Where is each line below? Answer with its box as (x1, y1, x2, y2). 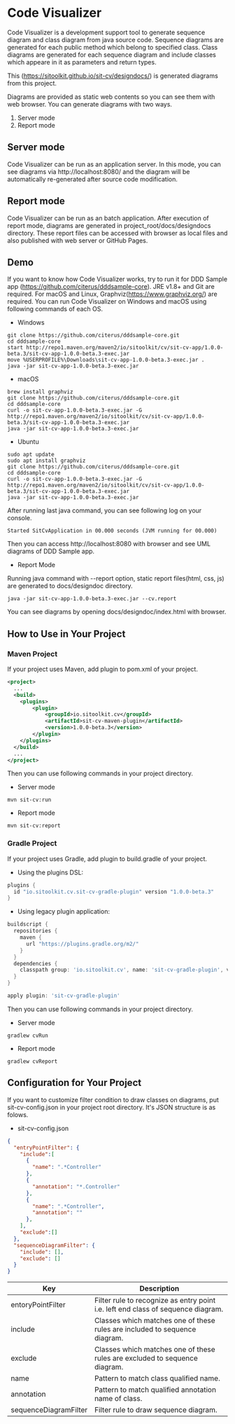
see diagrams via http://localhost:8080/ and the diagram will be (7, 167, 190, 176)
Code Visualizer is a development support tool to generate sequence (7, 28, 206, 36)
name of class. (94, 1394, 143, 1404)
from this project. (7, 79, 57, 87)
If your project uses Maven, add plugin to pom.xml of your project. (7, 665, 198, 674)
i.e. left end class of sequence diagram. (94, 1304, 224, 1314)
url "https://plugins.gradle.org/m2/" (25, 940, 139, 947)
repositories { (13, 928, 58, 935)
